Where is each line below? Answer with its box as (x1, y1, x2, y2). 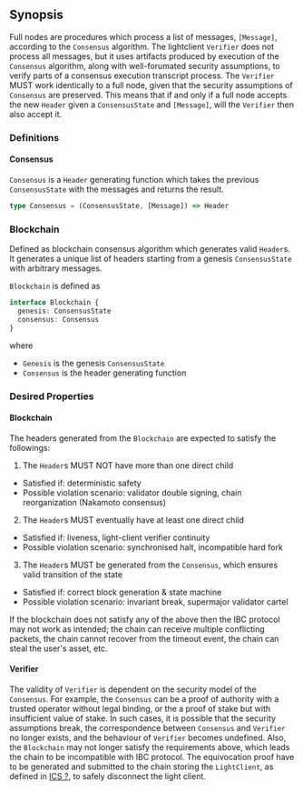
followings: (9, 442, 51, 453)
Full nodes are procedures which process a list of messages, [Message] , (9, 31, 278, 42)
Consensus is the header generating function (22, 367, 187, 378)
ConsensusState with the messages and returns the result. (9, 184, 224, 195)
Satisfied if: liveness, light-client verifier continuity (22, 532, 210, 543)
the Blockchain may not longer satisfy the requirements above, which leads (9, 741, 290, 753)
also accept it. (9, 108, 63, 119)
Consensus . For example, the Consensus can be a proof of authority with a (9, 693, 279, 704)
